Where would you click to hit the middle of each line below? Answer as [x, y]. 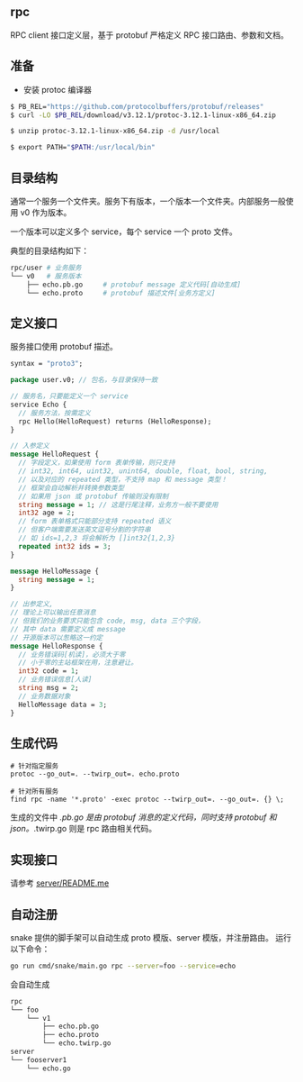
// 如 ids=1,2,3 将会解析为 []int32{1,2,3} [97, 538]
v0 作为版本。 [46, 212]
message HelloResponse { [57, 646]
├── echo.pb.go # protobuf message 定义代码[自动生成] [134, 285]
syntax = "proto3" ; [47, 364]
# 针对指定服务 [35, 767]
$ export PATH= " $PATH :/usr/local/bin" [83, 148]
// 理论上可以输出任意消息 [53, 613]
